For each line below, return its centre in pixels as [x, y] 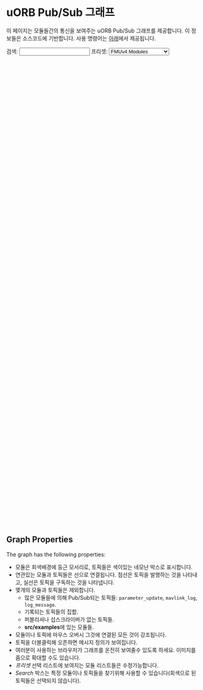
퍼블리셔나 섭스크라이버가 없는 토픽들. [69, 619]
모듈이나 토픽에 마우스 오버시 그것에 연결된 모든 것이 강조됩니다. [91, 634]
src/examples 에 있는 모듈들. [59, 627]
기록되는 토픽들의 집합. [51, 612]
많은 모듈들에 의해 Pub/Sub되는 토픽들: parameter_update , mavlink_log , [111, 598]
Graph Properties [40, 540]
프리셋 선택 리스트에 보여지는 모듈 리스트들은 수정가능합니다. [87, 665]
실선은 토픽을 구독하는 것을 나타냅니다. [69, 582]
